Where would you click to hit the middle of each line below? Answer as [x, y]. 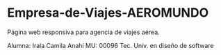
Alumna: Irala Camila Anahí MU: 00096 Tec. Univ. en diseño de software [110, 45]
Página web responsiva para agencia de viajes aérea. [83, 32]
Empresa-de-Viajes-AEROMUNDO [108, 13]
